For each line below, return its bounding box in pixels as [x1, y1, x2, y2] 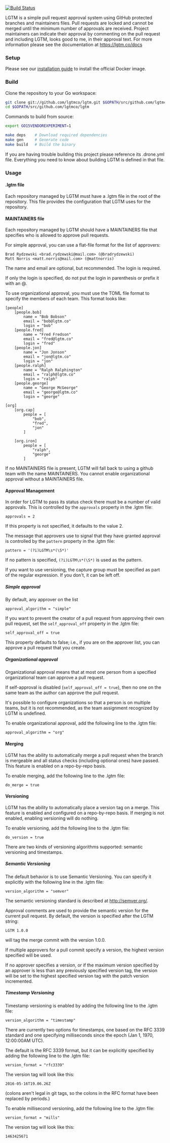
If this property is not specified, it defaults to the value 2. [5, 523, 123, 529]
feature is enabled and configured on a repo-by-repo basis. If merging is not [5, 810, 164, 816]
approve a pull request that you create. [5, 645, 86, 651]
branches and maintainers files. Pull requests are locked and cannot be [5, 20, 153, 26]
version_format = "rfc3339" [5, 1062, 65, 1067]
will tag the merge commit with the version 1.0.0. [5, 937, 106, 943]
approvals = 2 [5, 514, 35, 519]
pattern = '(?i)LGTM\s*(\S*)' [5, 548, 69, 553]
